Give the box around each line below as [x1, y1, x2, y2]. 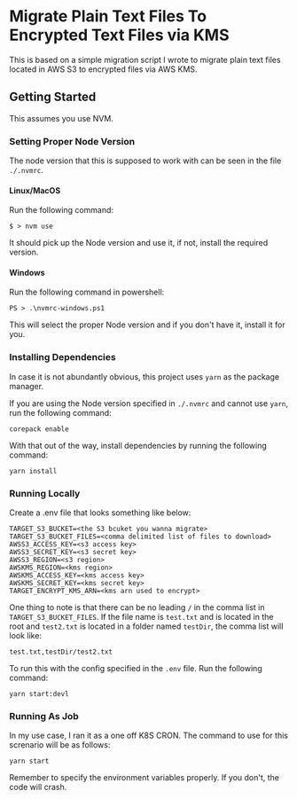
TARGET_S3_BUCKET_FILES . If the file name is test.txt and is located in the [9, 612, 274, 623]
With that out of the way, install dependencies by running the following [9, 440, 268, 450]
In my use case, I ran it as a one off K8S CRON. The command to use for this [9, 730, 288, 741]
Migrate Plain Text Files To [9, 6, 207, 27]
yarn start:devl [9, 690, 69, 699]
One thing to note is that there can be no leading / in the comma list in [9, 602, 265, 613]
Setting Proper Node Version [9, 135, 136, 147]
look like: [9, 631, 43, 641]
